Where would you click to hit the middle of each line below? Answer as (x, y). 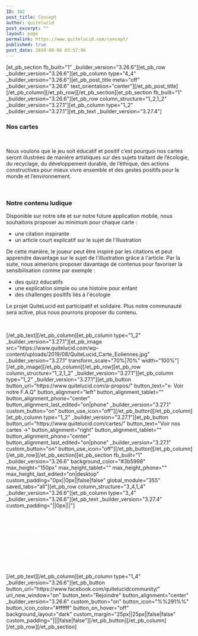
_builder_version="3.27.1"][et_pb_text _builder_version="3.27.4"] (84, 111)
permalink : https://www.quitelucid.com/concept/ (67, 39)
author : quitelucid (30, 23)
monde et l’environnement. (39, 176)
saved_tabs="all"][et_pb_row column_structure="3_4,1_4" (76, 486)
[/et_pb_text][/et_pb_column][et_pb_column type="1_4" (74, 577)
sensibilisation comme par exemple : (51, 271)
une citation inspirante (42, 234)
